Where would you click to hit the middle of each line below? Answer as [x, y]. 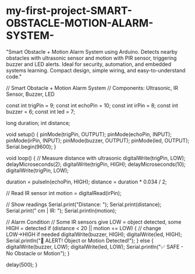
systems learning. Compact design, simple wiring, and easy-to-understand [96, 70]
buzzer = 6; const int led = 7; [41, 112]
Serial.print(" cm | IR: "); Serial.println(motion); [61, 210]
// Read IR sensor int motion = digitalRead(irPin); [64, 193]
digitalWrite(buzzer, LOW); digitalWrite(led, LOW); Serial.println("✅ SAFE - [95, 247]
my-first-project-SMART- [69, 11]
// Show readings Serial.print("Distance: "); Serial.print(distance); [84, 204]
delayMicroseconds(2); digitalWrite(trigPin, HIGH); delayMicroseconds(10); [96, 164]
